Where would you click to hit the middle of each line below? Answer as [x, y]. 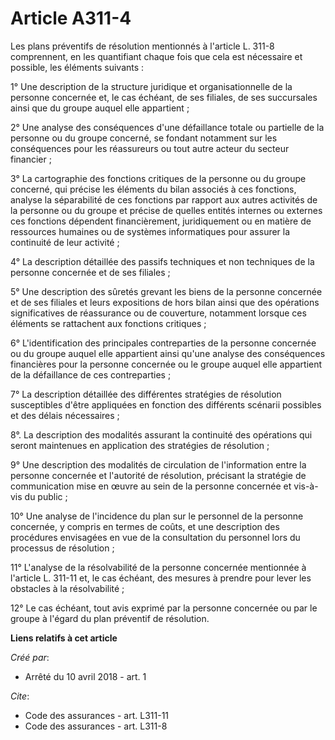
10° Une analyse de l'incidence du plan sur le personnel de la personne [157, 516]
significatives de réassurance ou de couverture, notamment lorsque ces [158, 313]
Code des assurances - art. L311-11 [97, 715]
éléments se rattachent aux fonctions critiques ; [108, 323]
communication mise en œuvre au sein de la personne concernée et [151, 486]
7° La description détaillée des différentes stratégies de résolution [146, 394]
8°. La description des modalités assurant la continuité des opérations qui [161, 434]
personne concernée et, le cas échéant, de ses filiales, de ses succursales [164, 97]
